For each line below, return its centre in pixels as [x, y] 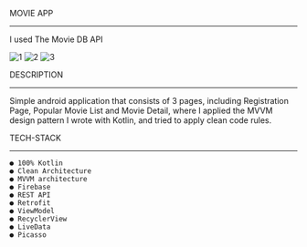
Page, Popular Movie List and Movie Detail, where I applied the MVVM [141, 110]
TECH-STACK [36, 138]
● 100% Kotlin [37, 163]
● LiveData [30, 227]
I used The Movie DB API [56, 39]
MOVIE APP [32, 13]
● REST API [30, 195]
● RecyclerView [38, 219]
